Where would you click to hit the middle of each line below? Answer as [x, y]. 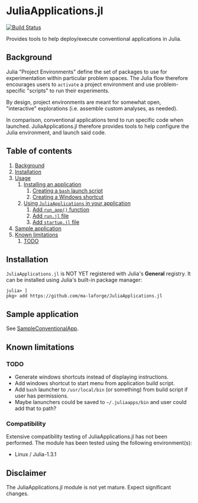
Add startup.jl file [56, 222]
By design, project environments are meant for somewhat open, [84, 102]
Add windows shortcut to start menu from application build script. [95, 383]
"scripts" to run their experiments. [68, 91]
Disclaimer [26, 473]
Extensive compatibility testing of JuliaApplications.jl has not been [87, 437]
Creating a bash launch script [68, 190]
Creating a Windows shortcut [68, 197]
